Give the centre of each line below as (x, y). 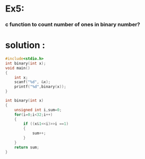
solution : (25, 45)
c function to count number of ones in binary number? (73, 25)
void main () (18, 68)
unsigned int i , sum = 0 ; (38, 110)
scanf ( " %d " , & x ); (32, 82)
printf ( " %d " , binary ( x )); (40, 87)
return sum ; (27, 147)
